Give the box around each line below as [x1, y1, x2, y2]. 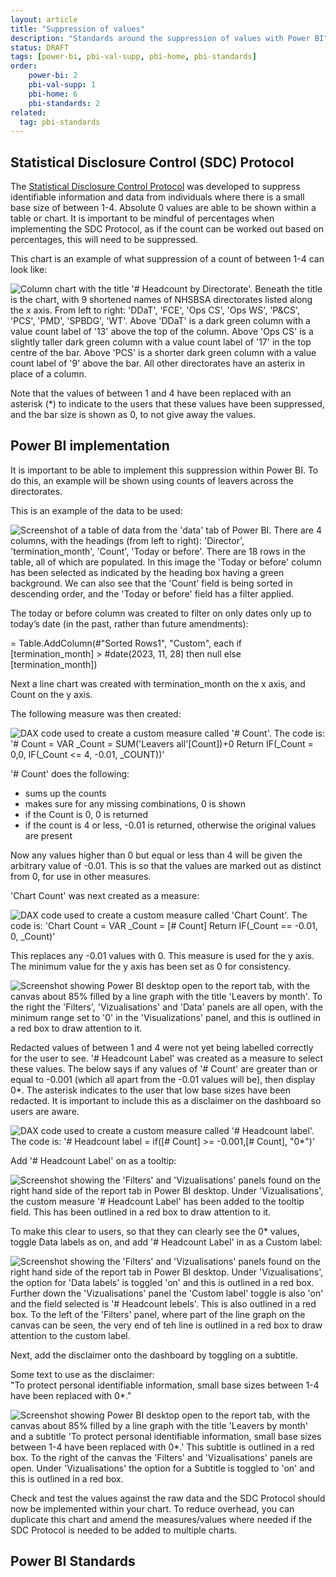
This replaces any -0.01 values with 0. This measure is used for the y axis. [10, 949, 315, 961]
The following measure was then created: [10, 707, 182, 720]
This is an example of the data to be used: [10, 504, 183, 516]
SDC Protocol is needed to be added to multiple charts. [10, 1524, 238, 1536]
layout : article [10, 14, 78, 25]
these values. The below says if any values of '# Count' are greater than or [10, 1062, 318, 1075]
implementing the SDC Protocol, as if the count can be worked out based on [10, 223, 325, 235]
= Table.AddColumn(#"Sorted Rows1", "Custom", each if [10, 637, 242, 649]
